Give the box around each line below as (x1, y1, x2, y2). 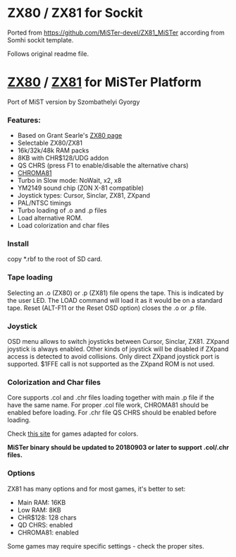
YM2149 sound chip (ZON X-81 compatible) (17, 184, 144, 192)
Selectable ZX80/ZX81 (17, 139, 83, 148)
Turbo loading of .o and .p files (17, 206, 107, 215)
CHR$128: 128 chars (17, 513, 77, 522)
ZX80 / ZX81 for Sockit (7, 5, 143, 21)
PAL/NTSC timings (17, 199, 72, 208)
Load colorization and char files (17, 221, 110, 230)
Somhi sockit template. (7, 35, 74, 44)
